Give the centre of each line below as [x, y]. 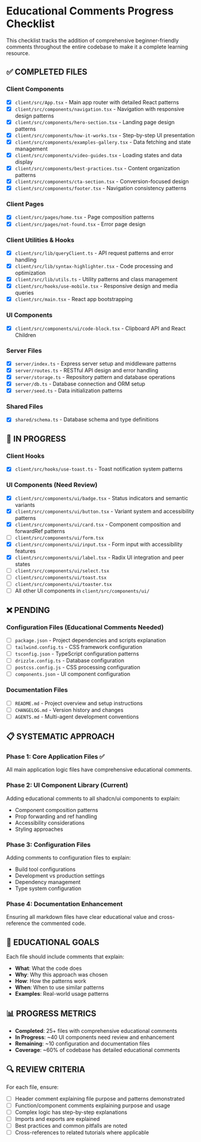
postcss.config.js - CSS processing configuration [77, 668]
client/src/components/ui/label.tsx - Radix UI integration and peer [99, 557]
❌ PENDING [28, 610]
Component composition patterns [56, 810]
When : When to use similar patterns [59, 987]
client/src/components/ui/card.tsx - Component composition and [98, 524]
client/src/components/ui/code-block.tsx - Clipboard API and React [100, 328]
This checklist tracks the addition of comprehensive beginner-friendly [92, 40]
